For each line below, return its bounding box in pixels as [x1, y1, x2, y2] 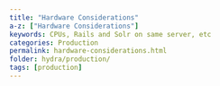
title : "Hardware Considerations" [9, 13, 140, 22]
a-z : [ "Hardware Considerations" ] [9, 21, 140, 30]
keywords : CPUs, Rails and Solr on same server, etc [9, 30, 212, 39]
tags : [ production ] [9, 64, 83, 73]
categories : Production [9, 38, 99, 47]
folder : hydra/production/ [9, 55, 111, 64]
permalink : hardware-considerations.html [9, 47, 168, 56]
